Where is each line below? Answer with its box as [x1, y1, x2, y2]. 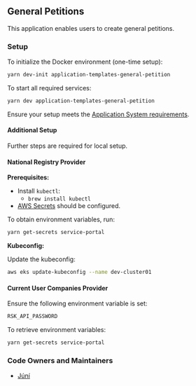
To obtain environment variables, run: [7, 215, 115, 223]
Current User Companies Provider [7, 284, 108, 292]
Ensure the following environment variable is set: [7, 299, 148, 308]
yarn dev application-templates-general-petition [7, 97, 155, 104]
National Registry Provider [7, 158, 86, 166]
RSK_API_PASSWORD [7, 313, 58, 320]
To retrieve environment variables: [7, 326, 106, 334]
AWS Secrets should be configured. [17, 202, 121, 210]
